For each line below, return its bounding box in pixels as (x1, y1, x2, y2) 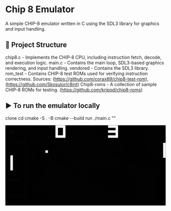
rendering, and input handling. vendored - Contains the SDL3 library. (5, 65, 149, 71)
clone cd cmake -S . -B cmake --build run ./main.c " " (5, 115, 116, 121)
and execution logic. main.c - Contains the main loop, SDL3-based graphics (5, 60, 164, 66)
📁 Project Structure (5, 41, 67, 49)
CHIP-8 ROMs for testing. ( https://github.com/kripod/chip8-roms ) (5, 87, 143, 93)
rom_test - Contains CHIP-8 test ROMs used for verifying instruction (5, 70, 148, 76)
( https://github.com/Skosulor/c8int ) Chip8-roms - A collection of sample (5, 81, 157, 87)
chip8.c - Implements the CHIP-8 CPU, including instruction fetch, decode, (5, 54, 162, 60)
